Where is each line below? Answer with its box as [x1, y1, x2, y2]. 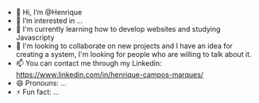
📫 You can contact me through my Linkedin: [15, 59, 162, 67]
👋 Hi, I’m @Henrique [15, 8, 83, 17]
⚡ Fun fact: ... [15, 87, 60, 97]
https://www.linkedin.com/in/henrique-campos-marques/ [15, 70, 204, 79]
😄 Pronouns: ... [15, 78, 68, 87]
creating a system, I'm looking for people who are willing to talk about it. [15, 50, 252, 59]
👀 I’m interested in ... [15, 16, 83, 25]
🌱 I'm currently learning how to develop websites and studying [15, 25, 221, 33]
